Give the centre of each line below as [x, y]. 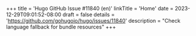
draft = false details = [89, 15]
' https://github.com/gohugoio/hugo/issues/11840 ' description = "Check [93, 21]
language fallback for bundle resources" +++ [61, 27]
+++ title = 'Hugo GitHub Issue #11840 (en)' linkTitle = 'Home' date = [90, 8]
